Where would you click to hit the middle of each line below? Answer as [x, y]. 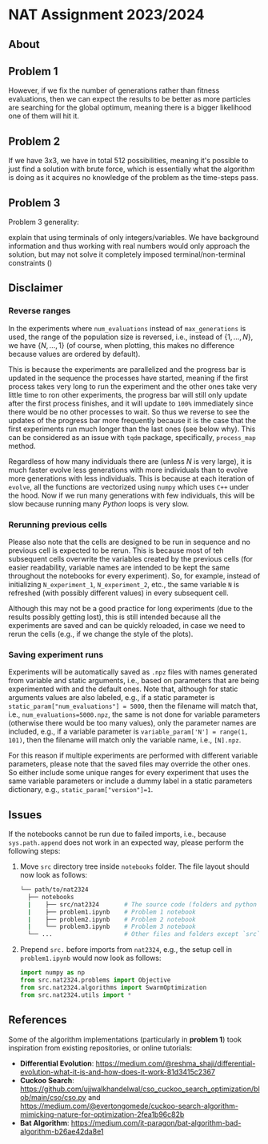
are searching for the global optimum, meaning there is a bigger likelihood [130, 108]
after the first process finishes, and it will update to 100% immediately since [131, 403]
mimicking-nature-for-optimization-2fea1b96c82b [102, 1114]
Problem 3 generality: [44, 222]
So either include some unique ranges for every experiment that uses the [129, 773]
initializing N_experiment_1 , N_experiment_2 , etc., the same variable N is [124, 584]
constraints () [30, 263]
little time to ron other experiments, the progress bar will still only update [128, 394]
